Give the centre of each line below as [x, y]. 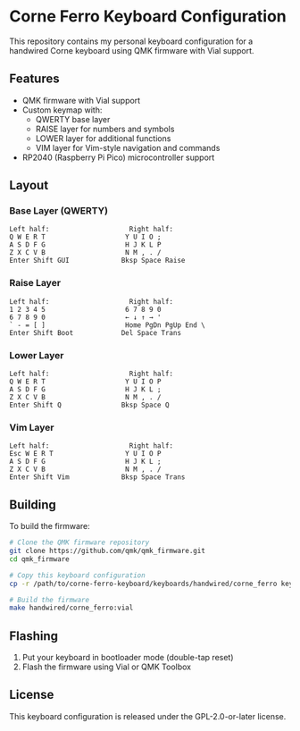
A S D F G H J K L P [86, 245]
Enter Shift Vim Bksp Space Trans [97, 477]
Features [34, 79]
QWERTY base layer [73, 119]
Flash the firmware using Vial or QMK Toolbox [107, 667]
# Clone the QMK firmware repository [79, 542]
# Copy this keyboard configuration [77, 575]
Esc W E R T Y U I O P [86, 454]
